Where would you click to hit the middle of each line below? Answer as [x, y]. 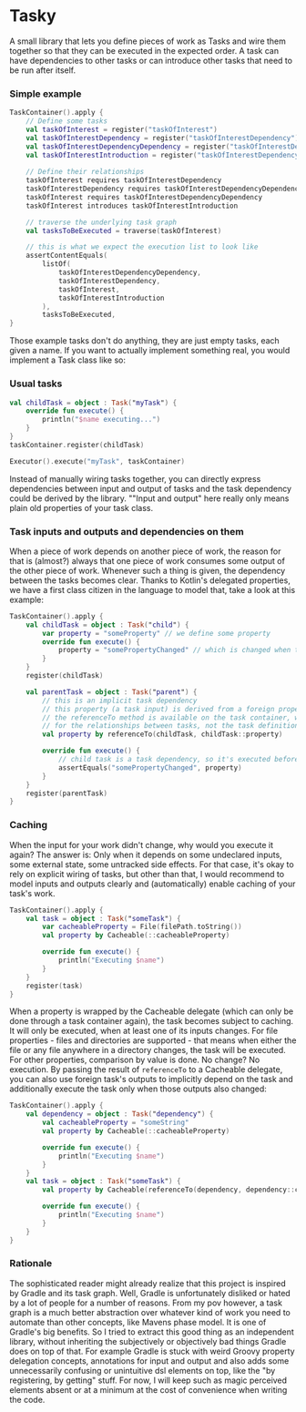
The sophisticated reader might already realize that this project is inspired [148, 1283]
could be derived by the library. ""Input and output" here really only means [149, 498]
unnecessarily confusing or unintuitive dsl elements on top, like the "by [143, 1370]
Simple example [46, 94]
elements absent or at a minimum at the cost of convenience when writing [148, 1389]
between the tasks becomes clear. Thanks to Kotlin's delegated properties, [150, 580]
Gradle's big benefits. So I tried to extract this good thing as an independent [152, 1332]
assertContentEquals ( [66, 256]
